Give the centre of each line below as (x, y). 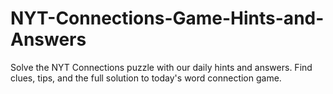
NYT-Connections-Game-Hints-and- (167, 18)
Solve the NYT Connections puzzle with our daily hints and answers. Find (161, 67)
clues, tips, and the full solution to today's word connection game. (146, 78)
